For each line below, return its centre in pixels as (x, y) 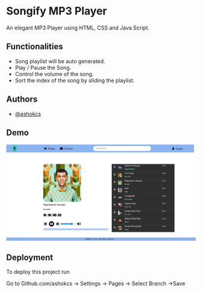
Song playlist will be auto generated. (60, 61)
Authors (22, 100)
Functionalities (35, 47)
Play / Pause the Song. (43, 67)
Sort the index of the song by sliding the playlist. (75, 80)
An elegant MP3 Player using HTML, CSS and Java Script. (78, 28)
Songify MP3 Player (57, 11)
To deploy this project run (38, 272)
